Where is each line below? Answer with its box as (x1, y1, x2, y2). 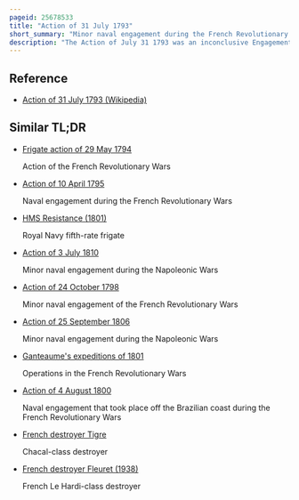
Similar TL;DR (9, 120, 86, 135)
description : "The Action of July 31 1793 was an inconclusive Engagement (9, 37, 293, 47)
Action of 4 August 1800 (21, 384, 112, 396)
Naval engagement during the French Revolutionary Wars (21, 195, 233, 206)
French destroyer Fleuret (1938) (21, 464, 139, 474)
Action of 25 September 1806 (21, 316, 131, 327)
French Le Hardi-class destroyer (21, 480, 141, 491)
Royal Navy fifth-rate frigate (21, 230, 125, 240)
